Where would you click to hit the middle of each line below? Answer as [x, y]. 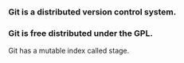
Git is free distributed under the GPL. [80, 33]
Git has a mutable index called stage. [69, 51]
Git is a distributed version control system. [92, 12]
